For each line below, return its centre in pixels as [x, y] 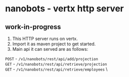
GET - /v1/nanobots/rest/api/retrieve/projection [56, 64]
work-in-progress [33, 27]
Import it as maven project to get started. [54, 44]
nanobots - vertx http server [64, 9]
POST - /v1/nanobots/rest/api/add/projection [52, 59]
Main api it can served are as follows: [50, 49]
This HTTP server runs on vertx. [45, 38]
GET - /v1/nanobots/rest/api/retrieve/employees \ [56, 69]
